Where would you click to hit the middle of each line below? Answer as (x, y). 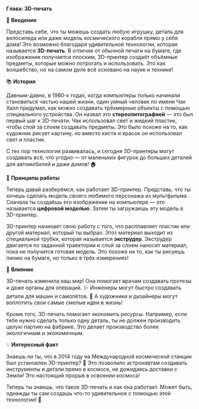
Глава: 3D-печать (29, 9)
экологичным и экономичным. (45, 333)
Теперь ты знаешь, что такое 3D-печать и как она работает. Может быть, (99, 387)
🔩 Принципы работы (33, 178)
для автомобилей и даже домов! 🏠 (51, 164)
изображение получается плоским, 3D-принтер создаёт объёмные (92, 57)
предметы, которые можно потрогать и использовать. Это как (86, 63)
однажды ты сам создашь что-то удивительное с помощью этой (89, 393)
